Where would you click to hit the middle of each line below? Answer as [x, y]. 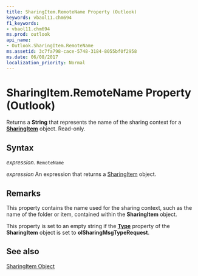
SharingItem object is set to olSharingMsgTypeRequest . [78, 233]
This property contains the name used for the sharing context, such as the [99, 208]
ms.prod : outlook [28, 35]
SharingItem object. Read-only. [46, 129]
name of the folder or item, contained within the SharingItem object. [92, 214]
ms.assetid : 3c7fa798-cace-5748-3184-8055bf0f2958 [72, 52]
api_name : [19, 40]
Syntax [20, 148]
